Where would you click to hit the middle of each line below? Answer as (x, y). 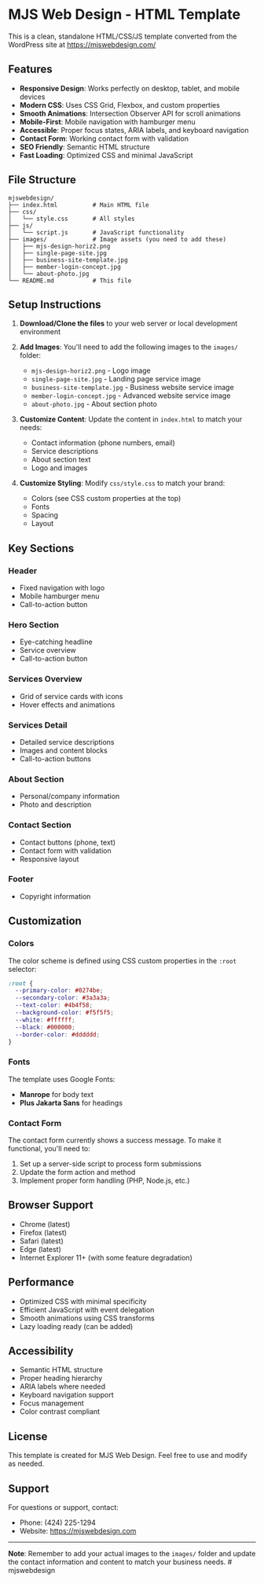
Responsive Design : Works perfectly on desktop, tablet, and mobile (129, 88)
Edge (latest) (40, 1249)
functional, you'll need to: (49, 1149)
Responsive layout (49, 859)
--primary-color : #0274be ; (59, 991)
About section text (61, 460)
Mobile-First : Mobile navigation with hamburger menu (107, 121)
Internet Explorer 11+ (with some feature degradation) (106, 1257)
